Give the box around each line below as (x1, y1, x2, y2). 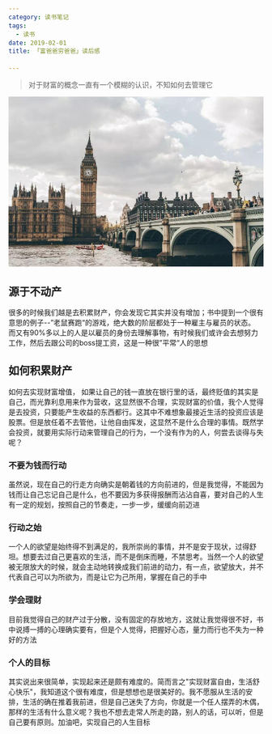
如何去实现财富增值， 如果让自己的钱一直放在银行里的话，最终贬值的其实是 (8, 387, 259, 397)
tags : (8, 21, 27, 30)
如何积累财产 (8, 364, 73, 378)
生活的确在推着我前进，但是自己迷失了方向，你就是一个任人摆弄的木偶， (22, 697, 264, 706)
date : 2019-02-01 (8, 39, 67, 47)
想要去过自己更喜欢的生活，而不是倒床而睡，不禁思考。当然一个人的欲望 (22, 552, 264, 562)
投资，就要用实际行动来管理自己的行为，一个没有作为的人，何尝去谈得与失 (15, 427, 264, 437)
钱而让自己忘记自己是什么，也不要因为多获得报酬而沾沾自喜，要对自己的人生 (8, 490, 264, 499)
